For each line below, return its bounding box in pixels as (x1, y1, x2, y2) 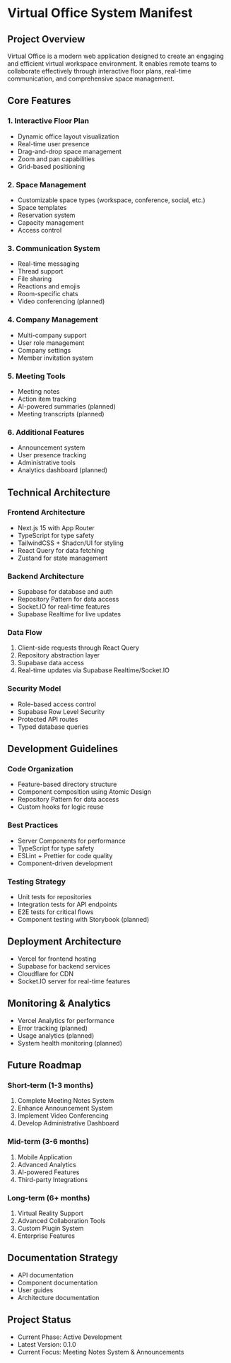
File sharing (17, 274, 52, 283)
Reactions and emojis (17, 282, 81, 291)
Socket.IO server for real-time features (17, 977, 131, 985)
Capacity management (17, 218, 84, 227)
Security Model (7, 684, 61, 694)
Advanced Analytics (17, 1160, 76, 1169)
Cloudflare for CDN (17, 969, 74, 978)
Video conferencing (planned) (17, 297, 105, 305)
